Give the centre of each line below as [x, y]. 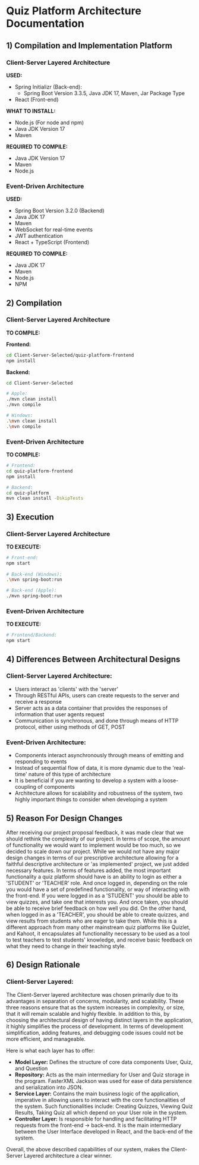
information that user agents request [59, 714]
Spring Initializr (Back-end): [48, 87]
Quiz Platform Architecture [74, 11]
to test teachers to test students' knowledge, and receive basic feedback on [99, 940]
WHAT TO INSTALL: [31, 111]
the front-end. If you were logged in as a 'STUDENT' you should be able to [97, 895]
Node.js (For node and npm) [49, 122]
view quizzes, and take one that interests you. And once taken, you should [97, 902]
